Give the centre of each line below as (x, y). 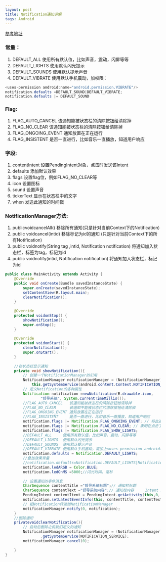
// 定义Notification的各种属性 (52, 389)
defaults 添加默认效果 (34, 171)
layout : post (19, 10)
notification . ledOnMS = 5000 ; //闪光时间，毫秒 (68, 472)
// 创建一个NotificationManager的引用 (60, 375)
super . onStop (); (40, 325)
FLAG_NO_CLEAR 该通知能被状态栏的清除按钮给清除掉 (67, 127)
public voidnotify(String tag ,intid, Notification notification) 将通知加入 (83, 246)
